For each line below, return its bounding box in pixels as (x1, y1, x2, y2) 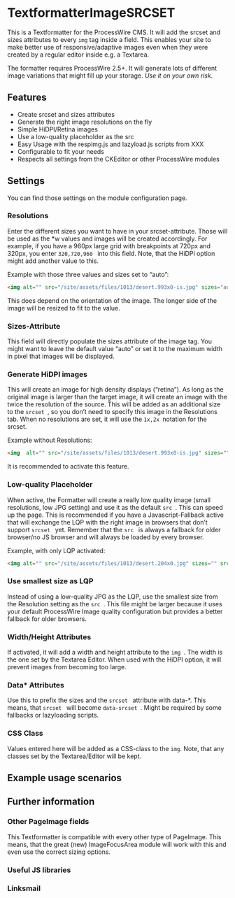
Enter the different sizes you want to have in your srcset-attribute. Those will (7, 227, 228, 235)
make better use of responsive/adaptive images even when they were (7, 43, 208, 51)
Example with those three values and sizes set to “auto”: (7, 270, 169, 278)
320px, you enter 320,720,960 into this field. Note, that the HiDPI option (7, 249, 215, 257)
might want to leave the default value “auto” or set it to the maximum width (7, 345, 222, 353)
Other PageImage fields (7, 817, 90, 827)
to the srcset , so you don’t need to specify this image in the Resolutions (7, 408, 218, 416)
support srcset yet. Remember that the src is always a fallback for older (7, 525, 222, 534)
